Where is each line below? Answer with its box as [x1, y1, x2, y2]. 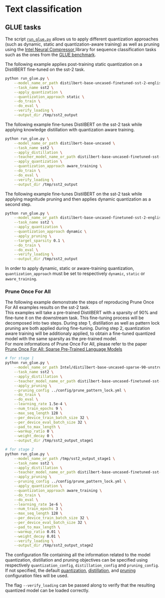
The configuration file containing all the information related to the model [5, 552, 151, 558]
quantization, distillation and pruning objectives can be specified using [5, 557, 148, 563]
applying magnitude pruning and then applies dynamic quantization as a [5, 196, 151, 202]
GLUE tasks [5, 23, 41, 31]
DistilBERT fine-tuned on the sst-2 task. [5, 66, 85, 72]
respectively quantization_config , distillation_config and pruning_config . [5, 562, 160, 568]
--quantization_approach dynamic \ [14, 229, 87, 234]
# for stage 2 [5, 447, 34, 452]
